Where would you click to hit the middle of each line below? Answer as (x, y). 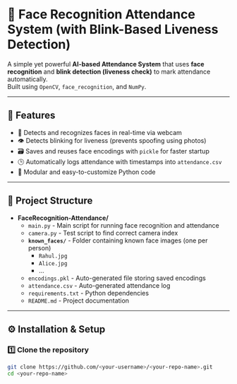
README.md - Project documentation (78, 301)
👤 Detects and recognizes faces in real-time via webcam (99, 132)
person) (39, 248)
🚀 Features (31, 116)
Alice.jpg (53, 263)
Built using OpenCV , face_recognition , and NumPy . (77, 86)
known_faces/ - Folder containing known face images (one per (118, 240)
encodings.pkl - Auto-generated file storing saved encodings (117, 278)
